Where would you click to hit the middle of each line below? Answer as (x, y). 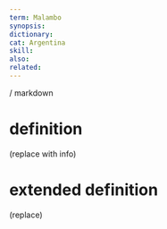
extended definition (84, 190)
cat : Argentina (38, 42)
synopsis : (28, 26)
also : (19, 59)
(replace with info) (43, 154)
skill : (21, 51)
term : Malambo (36, 17)
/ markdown (31, 93)
